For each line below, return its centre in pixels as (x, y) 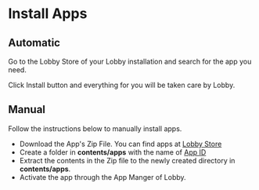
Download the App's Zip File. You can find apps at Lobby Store (121, 144)
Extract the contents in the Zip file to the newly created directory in (127, 160)
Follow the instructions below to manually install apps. (95, 128)
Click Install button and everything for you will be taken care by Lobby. (122, 85)
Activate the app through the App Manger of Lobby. (103, 177)
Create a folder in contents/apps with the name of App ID (113, 152)
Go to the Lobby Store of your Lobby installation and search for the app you (130, 61)
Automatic (34, 43)
